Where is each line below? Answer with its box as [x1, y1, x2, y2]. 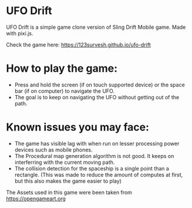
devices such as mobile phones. [14, 146, 93, 153]
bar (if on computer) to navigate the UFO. [14, 87, 114, 95]
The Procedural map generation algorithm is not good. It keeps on [14, 152, 174, 159]
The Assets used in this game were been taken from [6, 189, 132, 196]
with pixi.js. [6, 29, 33, 36]
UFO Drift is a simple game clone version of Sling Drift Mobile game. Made [6, 24, 186, 31]
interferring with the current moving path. [14, 159, 115, 166]
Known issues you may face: [6, 120, 150, 134]
